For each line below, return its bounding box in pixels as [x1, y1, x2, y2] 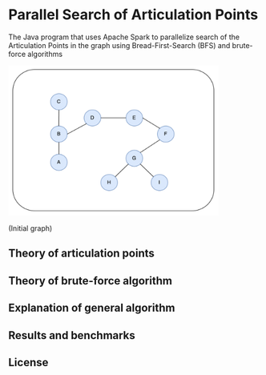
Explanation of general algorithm [8, 301, 175, 315]
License [8, 355, 49, 369]
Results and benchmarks [8, 329, 136, 342]
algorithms [27, 49, 62, 58]
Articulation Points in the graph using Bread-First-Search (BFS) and [8, 40, 231, 50]
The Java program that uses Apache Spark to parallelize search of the [8, 32, 240, 42]
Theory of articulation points [8, 247, 155, 260]
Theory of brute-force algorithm [8, 274, 172, 288]
